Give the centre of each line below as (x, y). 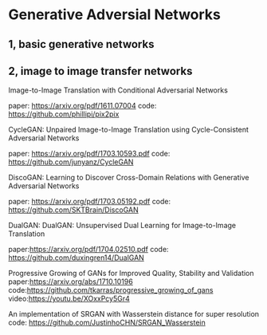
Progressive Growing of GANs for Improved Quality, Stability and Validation (131, 274)
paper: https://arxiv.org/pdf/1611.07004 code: (82, 106)
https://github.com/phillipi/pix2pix (64, 114)
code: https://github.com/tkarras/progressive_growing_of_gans (111, 290)
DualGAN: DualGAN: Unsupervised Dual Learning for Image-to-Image (122, 226)
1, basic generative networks (81, 44)
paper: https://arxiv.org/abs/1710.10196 (71, 282)
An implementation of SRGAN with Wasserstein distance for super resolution (134, 314)
